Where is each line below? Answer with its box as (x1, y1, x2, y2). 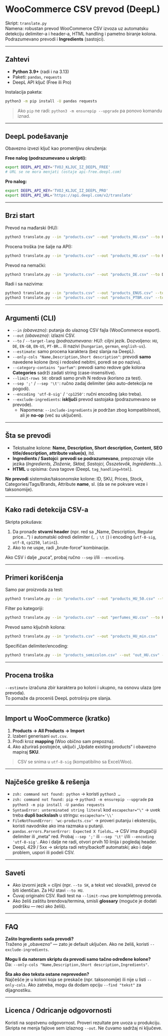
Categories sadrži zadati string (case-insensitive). (12, 370, 116, 376)
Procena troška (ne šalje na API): (5, 243, 72, 249)
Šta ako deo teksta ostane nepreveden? (5, 971, 89, 977)
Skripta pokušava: (5, 519, 42, 525)
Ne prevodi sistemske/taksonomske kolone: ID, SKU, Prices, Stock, (5, 476, 143, 482)
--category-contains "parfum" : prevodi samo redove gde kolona (12, 364, 145, 370)
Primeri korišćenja (5, 573, 63, 582)
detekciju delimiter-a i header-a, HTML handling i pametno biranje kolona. (5, 31, 157, 37)
